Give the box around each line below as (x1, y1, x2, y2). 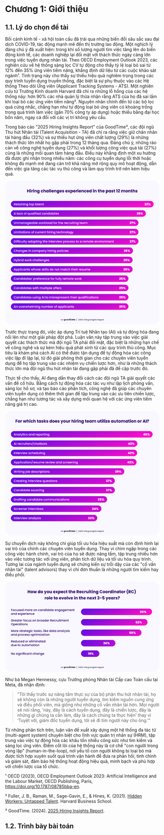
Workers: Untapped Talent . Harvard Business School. (5, 798, 113, 804)
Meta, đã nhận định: (5, 682, 46, 687)
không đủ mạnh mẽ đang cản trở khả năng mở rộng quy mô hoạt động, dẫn (5, 161, 157, 166)
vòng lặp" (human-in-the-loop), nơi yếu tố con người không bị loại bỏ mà (5, 747, 152, 753)
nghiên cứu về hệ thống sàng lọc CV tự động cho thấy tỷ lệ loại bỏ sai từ (5, 62, 151, 68)
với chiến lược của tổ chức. (5, 763, 60, 769)
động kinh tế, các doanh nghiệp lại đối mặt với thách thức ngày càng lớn (5, 52, 151, 58)
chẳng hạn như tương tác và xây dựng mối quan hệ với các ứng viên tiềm (5, 396, 152, 402)
